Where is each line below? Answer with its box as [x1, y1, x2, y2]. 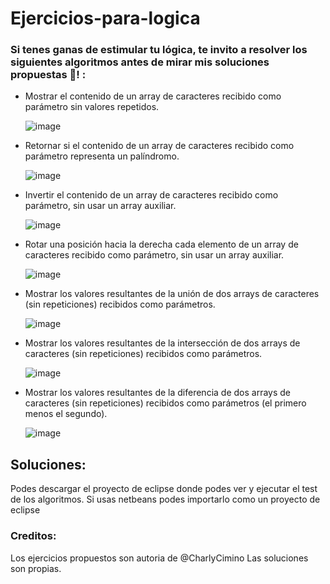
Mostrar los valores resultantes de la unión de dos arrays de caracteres [24, 288, 320, 300]
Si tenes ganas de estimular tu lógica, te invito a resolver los [10, 43, 308, 57]
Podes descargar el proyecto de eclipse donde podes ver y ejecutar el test [10, 483, 318, 495]
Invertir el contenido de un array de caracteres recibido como [24, 189, 279, 201]
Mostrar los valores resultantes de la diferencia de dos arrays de [24, 387, 292, 399]
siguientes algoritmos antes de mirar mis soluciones [10, 55, 270, 69]
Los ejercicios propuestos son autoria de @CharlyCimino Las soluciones [10, 552, 309, 564]
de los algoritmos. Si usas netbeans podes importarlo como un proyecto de [10, 493, 321, 506]
